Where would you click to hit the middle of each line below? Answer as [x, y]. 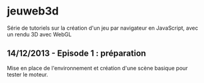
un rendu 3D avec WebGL [39, 34]
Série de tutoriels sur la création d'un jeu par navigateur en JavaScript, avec [103, 28]
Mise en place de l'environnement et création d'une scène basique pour [97, 68]
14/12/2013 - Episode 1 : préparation [76, 54]
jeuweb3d [33, 11]
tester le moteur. [27, 75]
